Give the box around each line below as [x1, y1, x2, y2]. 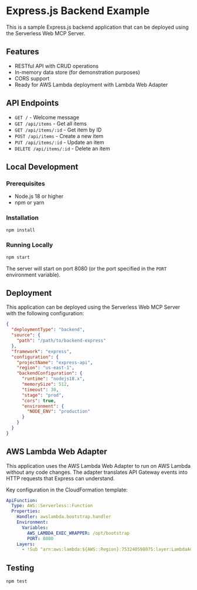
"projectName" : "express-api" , [16, 359, 93, 365]
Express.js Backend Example [6, 4, 150, 18]
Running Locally [6, 241, 53, 249]
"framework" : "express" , [11, 348, 72, 355]
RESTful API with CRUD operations [14, 62, 98, 69]
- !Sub [21, 547, 38, 552]
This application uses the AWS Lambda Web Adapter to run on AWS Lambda [6, 462, 191, 469]
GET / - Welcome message [14, 113, 80, 121]
